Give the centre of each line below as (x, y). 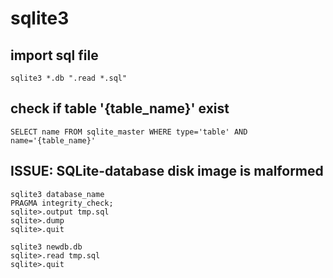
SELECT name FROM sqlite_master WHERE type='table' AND (129, 132)
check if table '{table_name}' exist (120, 108)
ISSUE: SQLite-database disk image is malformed (167, 171)
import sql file (54, 55)
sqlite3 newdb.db (46, 247)
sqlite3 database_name (57, 194)
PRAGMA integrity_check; (62, 203)
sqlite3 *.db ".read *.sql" (69, 78)
